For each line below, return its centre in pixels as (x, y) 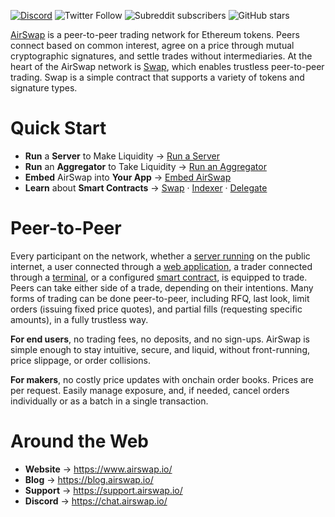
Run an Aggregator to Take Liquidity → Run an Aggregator (145, 166)
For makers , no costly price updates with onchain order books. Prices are (162, 379)
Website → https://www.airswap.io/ (98, 469)
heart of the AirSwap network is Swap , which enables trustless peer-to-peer (167, 66)
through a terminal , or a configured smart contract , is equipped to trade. (159, 277)
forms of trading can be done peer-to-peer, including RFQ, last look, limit (160, 298)
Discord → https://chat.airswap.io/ (96, 501)
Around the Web (79, 441)
